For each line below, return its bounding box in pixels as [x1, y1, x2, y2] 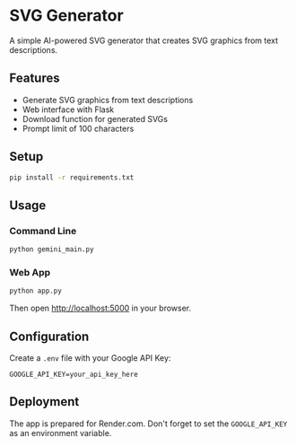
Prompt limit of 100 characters [22, 123, 135, 134]
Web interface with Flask [22, 104, 115, 115]
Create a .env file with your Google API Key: [9, 352, 171, 363]
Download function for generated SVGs [22, 113, 169, 124]
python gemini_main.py [9, 245, 94, 254]
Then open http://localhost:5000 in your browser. [9, 302, 192, 314]
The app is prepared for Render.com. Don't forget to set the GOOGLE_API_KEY [9, 418, 288, 429]
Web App [9, 266, 51, 278]
